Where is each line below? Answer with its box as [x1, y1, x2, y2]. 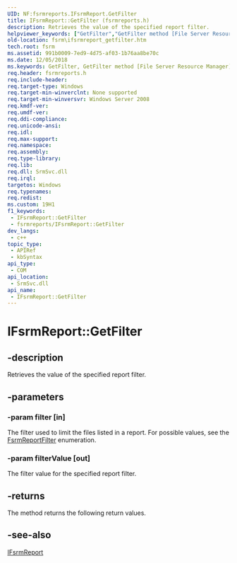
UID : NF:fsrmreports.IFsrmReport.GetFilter [7, 10, 138, 18]
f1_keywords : [7, 208, 46, 215]
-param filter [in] [7, 412, 66, 422]
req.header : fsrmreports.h [7, 69, 87, 76]
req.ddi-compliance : [7, 115, 68, 122]
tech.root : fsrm [7, 43, 55, 50]
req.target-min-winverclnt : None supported [7, 89, 138, 96]
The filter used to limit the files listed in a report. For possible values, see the [7, 428, 229, 436]
